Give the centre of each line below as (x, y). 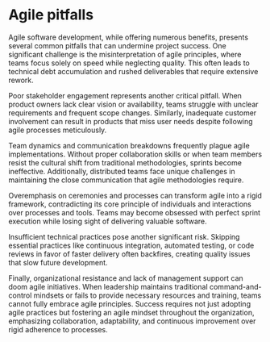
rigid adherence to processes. (58, 329)
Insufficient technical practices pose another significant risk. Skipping (124, 236)
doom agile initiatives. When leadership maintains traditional (108, 286)
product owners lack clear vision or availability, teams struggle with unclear (134, 104)
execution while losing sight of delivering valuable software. (108, 221)
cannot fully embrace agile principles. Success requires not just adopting (130, 303)
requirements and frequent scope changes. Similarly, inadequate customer (133, 113)
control (20, 295)
